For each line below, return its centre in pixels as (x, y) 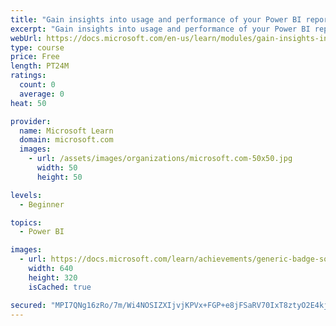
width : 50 (57, 168)
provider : (31, 121)
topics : (26, 222)
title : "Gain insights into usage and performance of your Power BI (156, 19)
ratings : (28, 76)
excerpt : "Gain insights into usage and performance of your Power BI (160, 29)
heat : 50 (28, 103)
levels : (26, 195)
